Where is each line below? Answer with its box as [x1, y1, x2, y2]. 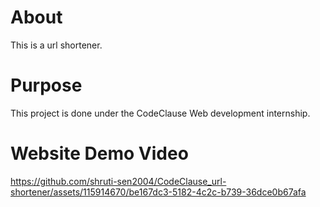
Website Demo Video [10, 142, 189, 165]
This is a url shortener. [10, 39, 103, 51]
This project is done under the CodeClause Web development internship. [10, 107, 311, 119]
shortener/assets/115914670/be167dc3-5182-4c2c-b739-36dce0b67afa [10, 186, 307, 198]
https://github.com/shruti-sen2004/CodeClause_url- [10, 175, 227, 187]
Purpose [10, 74, 83, 97]
